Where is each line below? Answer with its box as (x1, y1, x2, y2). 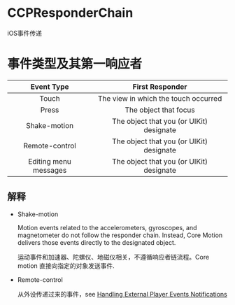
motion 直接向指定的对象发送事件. (17, 261, 115, 270)
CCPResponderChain (7, 5, 134, 21)
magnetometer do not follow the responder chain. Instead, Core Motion (17, 231, 223, 239)
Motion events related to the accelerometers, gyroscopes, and (17, 223, 197, 232)
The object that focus (124, 105, 195, 115)
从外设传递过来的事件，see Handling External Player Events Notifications (17, 290, 227, 298)
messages (32, 165, 67, 175)
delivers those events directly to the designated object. (17, 238, 176, 246)
